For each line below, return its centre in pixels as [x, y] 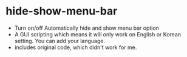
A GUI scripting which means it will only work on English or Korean [98, 34]
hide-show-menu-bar [62, 11]
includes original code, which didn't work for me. [76, 47]
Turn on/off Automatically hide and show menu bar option [87, 28]
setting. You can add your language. [60, 41]
